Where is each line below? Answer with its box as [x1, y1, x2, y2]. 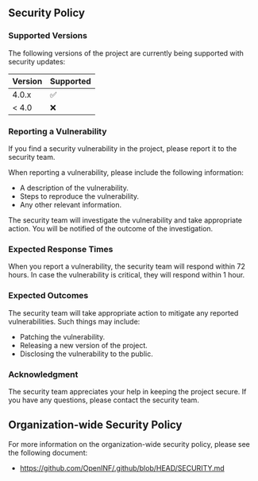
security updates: [8, 56, 66, 66]
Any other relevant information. [19, 200, 121, 209]
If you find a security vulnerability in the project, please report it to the [8, 143, 237, 153]
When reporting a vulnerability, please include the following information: [8, 167, 245, 177]
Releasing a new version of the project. [19, 340, 148, 350]
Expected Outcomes [8, 290, 89, 301]
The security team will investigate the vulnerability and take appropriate [8, 215, 242, 225]
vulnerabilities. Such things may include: [8, 316, 141, 326]
